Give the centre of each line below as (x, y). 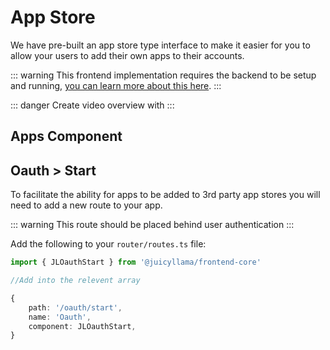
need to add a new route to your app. (86, 205)
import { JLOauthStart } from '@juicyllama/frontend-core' (136, 262)
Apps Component (66, 136)
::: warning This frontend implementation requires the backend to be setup (163, 75)
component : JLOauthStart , (82, 326)
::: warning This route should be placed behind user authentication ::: (152, 225)
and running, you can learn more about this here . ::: (116, 85)
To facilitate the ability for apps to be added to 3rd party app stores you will (165, 195)
